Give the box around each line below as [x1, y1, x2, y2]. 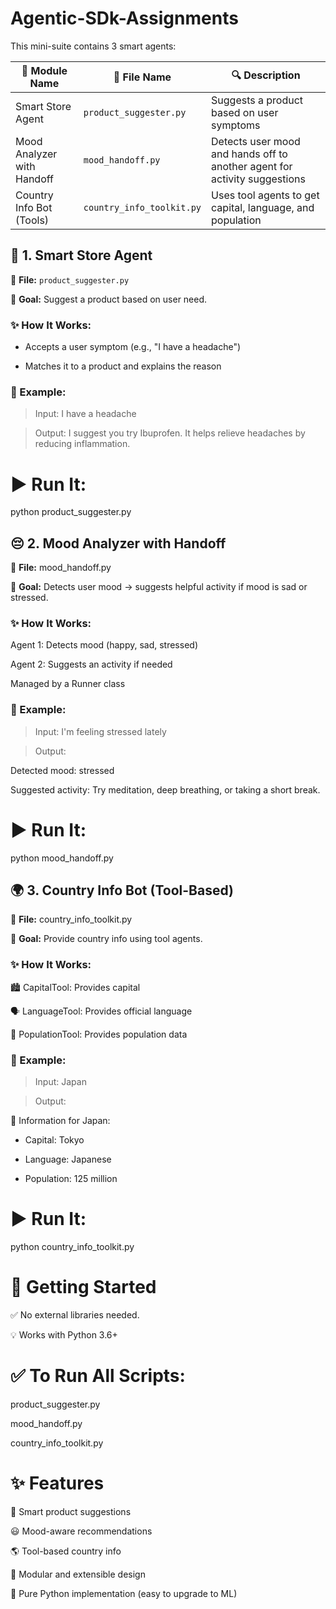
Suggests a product [211, 93, 304, 107]
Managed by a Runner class [10, 678, 126, 690]
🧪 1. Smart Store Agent [10, 247, 153, 264]
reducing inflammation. [34, 438, 131, 450]
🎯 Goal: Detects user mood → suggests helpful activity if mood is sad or [10, 581, 308, 593]
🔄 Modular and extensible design [10, 1568, 146, 1580]
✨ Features [10, 1472, 105, 1495]
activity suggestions [211, 172, 306, 186]
